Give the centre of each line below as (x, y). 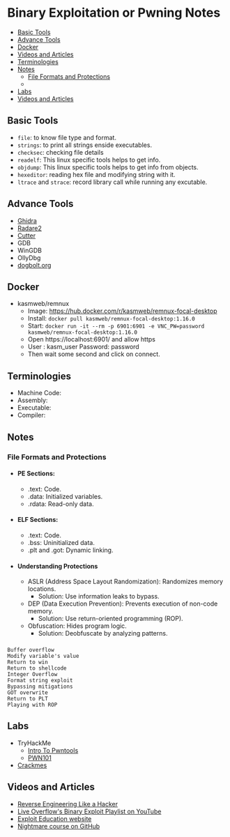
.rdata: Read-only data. (61, 504)
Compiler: (31, 415)
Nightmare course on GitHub (59, 826)
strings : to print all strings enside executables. (84, 145)
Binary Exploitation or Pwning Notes (114, 13)
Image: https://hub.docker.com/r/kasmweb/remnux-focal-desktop (122, 311)
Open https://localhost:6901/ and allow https (91, 339)
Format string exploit (40, 681)
